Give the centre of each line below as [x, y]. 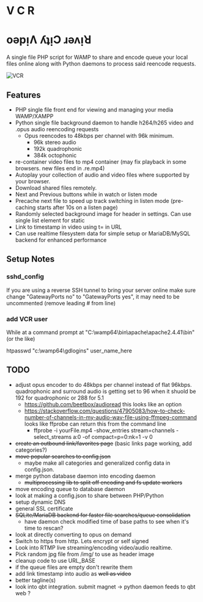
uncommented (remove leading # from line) [61, 303]
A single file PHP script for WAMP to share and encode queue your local [97, 57]
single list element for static [50, 220]
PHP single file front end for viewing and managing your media [94, 109]
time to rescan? [44, 528]
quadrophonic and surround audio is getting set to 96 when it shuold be [106, 391]
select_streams [53, 436]
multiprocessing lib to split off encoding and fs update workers [103, 482]
